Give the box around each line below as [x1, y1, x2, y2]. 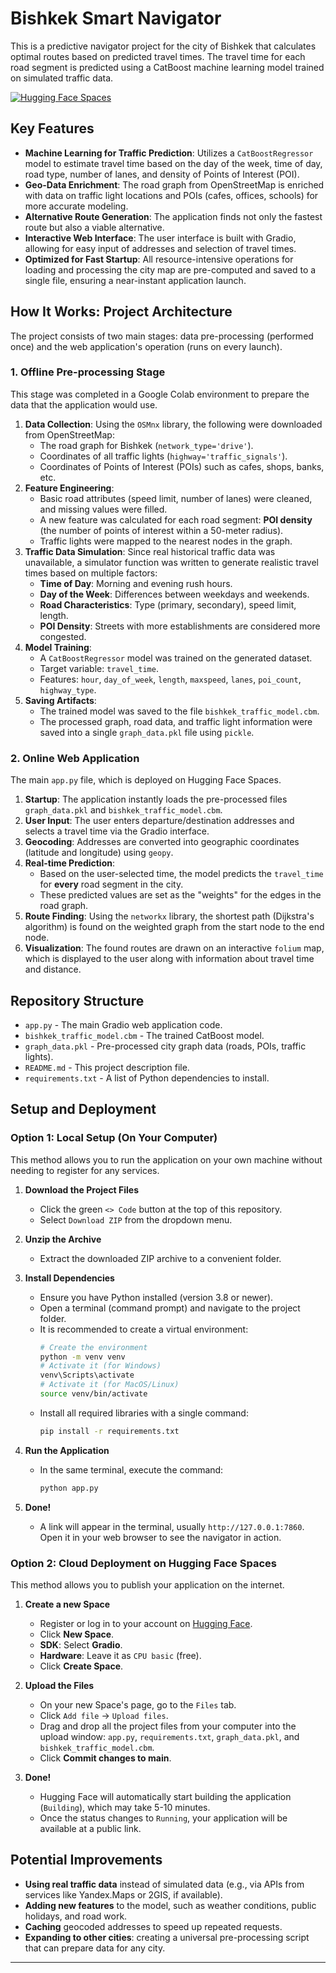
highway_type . [39, 683, 97, 696]
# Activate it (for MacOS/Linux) [39, 1380, 180, 1390]
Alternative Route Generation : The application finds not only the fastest [24, 210, 323, 222]
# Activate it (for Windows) [39, 1361, 162, 1371]
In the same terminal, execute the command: [39, 1463, 224, 1476]
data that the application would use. [10, 398, 158, 411]
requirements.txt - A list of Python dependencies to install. [24, 1072, 270, 1084]
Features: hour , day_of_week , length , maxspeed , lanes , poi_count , [39, 673, 302, 685]
